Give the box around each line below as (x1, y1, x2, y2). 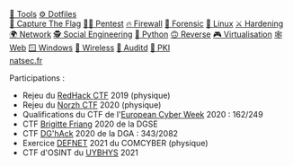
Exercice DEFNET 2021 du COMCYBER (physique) (22, 138, 209, 148)
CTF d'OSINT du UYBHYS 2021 (22, 147, 139, 158)
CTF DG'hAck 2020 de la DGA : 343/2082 (22, 128, 178, 138)
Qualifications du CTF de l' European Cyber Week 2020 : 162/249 (22, 109, 263, 119)
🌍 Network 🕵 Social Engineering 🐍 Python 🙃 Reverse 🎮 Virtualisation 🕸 (9, 29, 283, 39)
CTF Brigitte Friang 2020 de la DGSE (22, 118, 159, 129)
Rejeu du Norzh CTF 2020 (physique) (22, 100, 162, 110)
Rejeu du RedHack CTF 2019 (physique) (22, 90, 171, 100)
